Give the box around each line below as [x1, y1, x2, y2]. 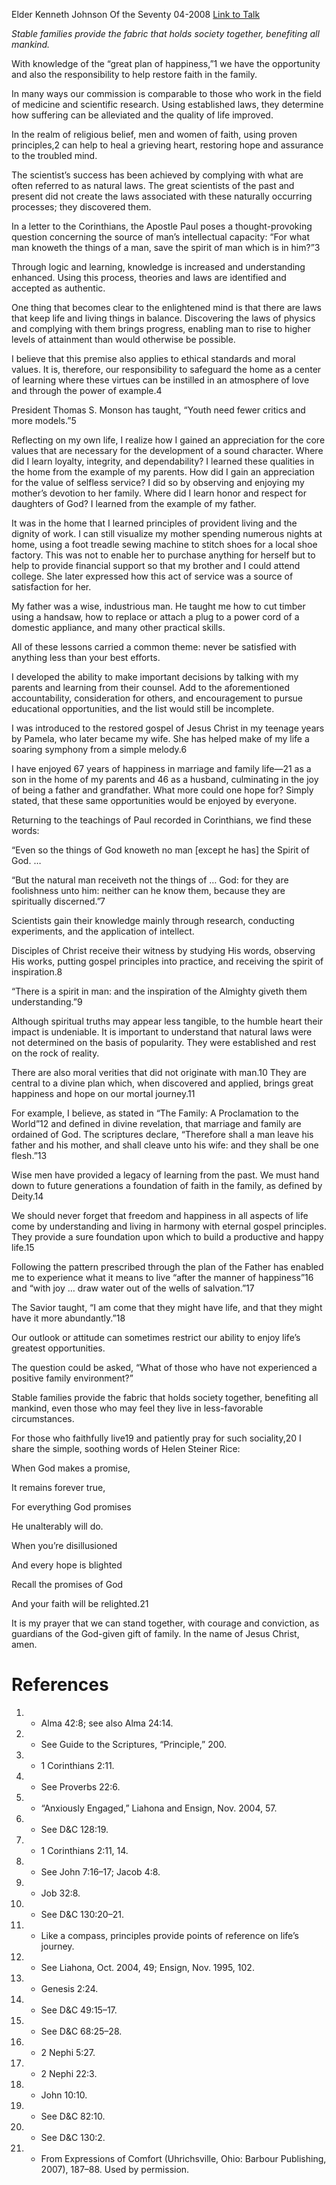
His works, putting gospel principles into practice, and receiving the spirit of [11, 955, 324, 967]
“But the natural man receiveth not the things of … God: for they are [11, 874, 289, 886]
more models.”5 [11, 415, 77, 426]
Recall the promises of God [11, 1579, 124, 1590]
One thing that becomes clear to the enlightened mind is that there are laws [11, 302, 323, 313]
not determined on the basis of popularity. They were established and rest [11, 1037, 317, 1048]
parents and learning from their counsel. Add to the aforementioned [11, 682, 291, 693]
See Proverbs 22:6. [40, 1780, 121, 1793]
